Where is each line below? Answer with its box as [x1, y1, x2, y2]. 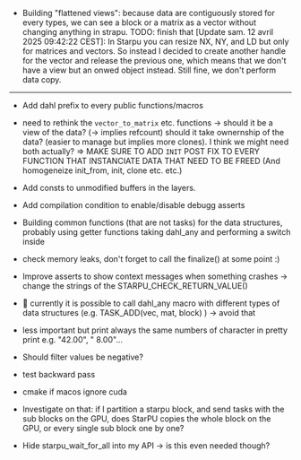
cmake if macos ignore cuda [21, 386, 128, 397]
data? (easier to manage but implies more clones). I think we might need [21, 136, 289, 147]
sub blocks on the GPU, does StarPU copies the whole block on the [21, 413, 271, 424]
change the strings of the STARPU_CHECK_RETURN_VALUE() [21, 281, 248, 291]
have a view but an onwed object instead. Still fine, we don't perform [21, 65, 277, 75]
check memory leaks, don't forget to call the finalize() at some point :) [21, 254, 280, 264]
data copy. [21, 74, 62, 84]
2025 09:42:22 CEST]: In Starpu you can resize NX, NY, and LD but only [21, 36, 289, 47]
